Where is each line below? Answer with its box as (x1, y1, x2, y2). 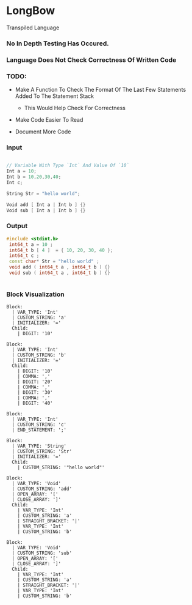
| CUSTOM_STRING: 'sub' (12, 550, 72, 557)
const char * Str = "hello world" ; (9, 258, 99, 265)
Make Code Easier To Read (15, 116, 84, 124)
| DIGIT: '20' (17, 379, 53, 385)
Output (6, 221, 28, 230)
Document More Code (15, 128, 71, 135)
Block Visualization (6, 290, 65, 299)
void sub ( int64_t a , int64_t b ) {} (9, 270, 111, 276)
